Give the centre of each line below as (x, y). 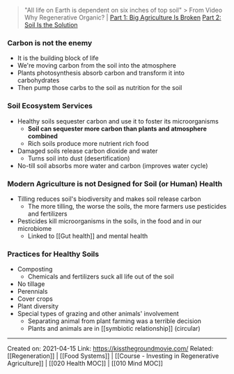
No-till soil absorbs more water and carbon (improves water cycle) (112, 165)
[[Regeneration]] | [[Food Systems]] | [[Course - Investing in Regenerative (113, 356)
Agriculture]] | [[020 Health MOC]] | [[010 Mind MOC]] (85, 364)
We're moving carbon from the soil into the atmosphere (96, 66)
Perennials (32, 292)
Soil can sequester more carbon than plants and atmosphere (117, 128)
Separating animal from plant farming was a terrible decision (115, 321)
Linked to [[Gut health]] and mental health (88, 236)
